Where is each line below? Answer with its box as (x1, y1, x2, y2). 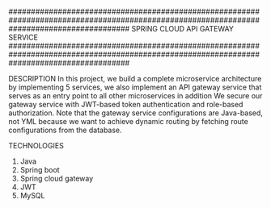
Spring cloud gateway (19, 173, 94, 183)
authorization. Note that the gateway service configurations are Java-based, (8, 108, 263, 118)
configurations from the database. (8, 125, 123, 135)
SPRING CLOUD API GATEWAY (131, 24, 235, 33)
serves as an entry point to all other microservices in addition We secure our (8, 91, 263, 100)
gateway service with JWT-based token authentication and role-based (8, 100, 243, 109)
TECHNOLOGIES (8, 141, 65, 150)
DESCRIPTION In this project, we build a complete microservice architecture (8, 74, 262, 83)
